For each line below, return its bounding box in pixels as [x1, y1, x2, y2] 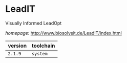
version [8, 42, 27, 49]
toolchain [31, 42, 55, 49]
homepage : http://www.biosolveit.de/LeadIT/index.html [5, 30, 122, 36]
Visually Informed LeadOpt [5, 20, 62, 26]
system [31, 51, 48, 56]
